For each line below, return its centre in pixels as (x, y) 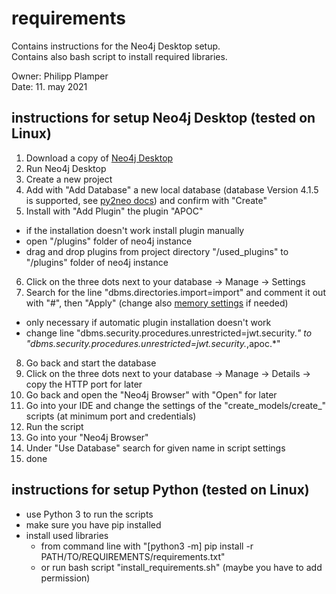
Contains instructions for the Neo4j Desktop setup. (116, 46)
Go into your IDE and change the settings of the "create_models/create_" (176, 405)
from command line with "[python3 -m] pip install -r (147, 546)
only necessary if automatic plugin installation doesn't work (148, 322)
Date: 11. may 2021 (49, 86)
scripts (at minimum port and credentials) (111, 416)
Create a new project (69, 179)
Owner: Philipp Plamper (60, 76)
